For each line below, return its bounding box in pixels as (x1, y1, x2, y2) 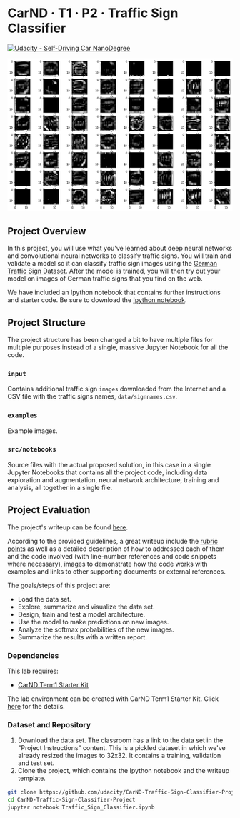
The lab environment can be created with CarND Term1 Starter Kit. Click (7, 694, 219, 703)
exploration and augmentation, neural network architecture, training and (7, 475, 219, 484)
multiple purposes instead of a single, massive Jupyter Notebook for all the (7, 343, 229, 351)
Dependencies (7, 650, 59, 660)
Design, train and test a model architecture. (17, 609, 145, 619)
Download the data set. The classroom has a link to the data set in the (17, 736, 224, 744)
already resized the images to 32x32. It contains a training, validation (17, 752, 221, 760)
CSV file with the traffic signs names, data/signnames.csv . (7, 392, 178, 401)
